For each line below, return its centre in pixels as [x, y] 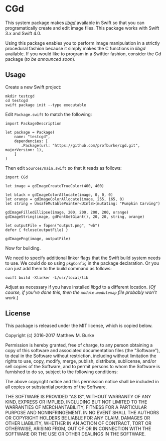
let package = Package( [30, 132]
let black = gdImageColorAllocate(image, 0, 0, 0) [59, 195]
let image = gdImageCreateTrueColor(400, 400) [55, 186]
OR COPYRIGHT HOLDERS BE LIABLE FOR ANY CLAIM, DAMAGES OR [78, 418]
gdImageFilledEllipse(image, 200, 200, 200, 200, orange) [67, 212]
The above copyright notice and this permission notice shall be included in [82, 381]
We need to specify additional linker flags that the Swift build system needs [83, 258]
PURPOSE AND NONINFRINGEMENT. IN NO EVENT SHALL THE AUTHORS [82, 412]
